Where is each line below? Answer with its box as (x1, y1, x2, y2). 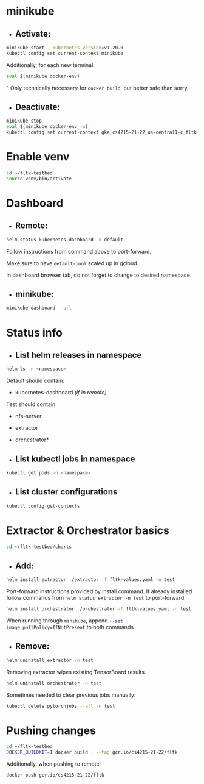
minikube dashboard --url (6, 305, 72, 312)
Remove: (15, 641, 50, 652)
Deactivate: (15, 102, 61, 112)
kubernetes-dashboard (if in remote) (15, 389, 107, 396)
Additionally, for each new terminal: (6, 61, 95, 68)
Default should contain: (6, 377, 65, 385)
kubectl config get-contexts (6, 503, 80, 509)
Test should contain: (6, 401, 58, 408)
